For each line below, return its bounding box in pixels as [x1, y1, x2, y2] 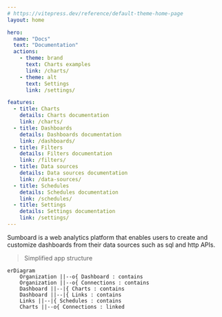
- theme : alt [19, 74, 57, 81]
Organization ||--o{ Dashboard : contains [19, 273, 143, 280]
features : [7, 99, 36, 106]
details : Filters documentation [19, 150, 112, 157]
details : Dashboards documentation [19, 131, 122, 138]
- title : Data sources [13, 163, 79, 170]
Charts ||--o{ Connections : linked [19, 303, 125, 310]
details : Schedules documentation [19, 189, 119, 196]
